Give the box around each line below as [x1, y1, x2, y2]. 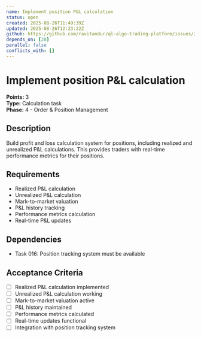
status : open [6, 14, 39, 20]
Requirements [6, 169, 60, 180]
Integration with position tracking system [14, 324, 115, 331]
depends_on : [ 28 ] [6, 37, 50, 42]
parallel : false [6, 42, 47, 48]
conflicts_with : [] [6, 48, 55, 54]
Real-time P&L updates [14, 217, 72, 224]
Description [6, 123, 51, 133]
